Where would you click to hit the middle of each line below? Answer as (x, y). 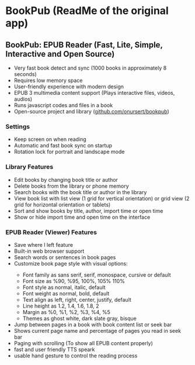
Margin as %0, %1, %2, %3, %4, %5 (66, 312)
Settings (18, 126)
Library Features (29, 167)
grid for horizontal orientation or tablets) (62, 204)
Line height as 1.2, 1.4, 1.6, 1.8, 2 (61, 306)
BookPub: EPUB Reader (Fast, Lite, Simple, (84, 45)
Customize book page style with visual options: (71, 263)
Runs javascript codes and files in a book (63, 105)
